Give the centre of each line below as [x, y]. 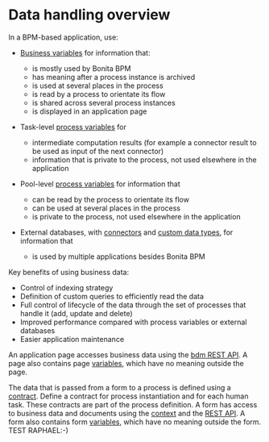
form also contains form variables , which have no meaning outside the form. [135, 422]
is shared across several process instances [103, 102]
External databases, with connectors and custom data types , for [126, 232]
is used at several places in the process [97, 85]
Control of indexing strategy [66, 287]
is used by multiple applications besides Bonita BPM [118, 256]
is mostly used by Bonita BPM [81, 68]
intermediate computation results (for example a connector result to [144, 142]
